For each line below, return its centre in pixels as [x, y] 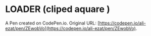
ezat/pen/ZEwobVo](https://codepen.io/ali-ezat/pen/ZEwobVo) [71, 28]
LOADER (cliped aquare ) [58, 9]
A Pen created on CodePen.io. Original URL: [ [52, 23]
